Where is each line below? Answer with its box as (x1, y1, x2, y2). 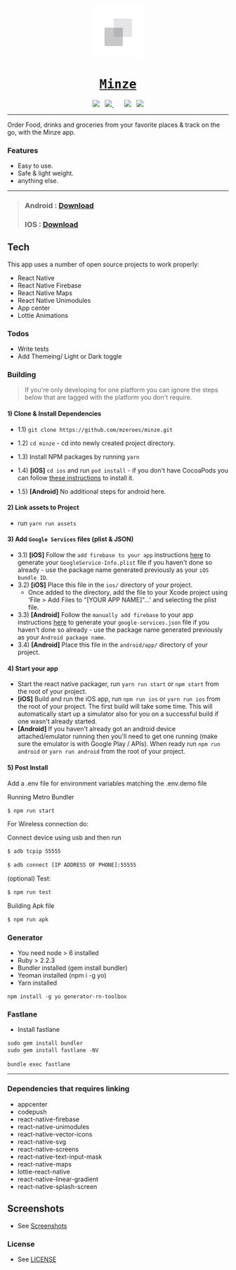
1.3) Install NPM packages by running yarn (17, 452, 140, 461)
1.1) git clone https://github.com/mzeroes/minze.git (17, 425, 173, 433)
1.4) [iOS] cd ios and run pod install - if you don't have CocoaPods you (17, 466, 228, 474)
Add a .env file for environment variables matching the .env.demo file (7, 779, 207, 787)
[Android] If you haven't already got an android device (17, 725, 176, 733)
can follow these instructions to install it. (17, 473, 135, 482)
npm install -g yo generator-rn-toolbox (7, 993, 128, 1000)
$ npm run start (7, 807, 55, 814)
